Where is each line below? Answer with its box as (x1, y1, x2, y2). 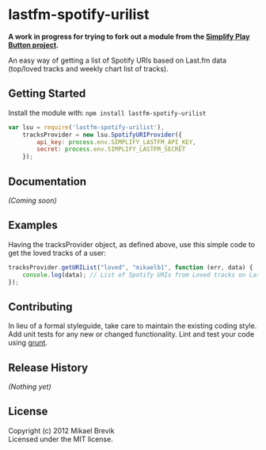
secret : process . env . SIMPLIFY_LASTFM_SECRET (36, 145, 186, 154)
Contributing (8, 299, 73, 314)
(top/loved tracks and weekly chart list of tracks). (8, 63, 169, 73)
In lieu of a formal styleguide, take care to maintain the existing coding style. (8, 321, 257, 330)
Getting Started (8, 87, 86, 101)
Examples (8, 219, 58, 232)
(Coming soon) (8, 196, 57, 205)
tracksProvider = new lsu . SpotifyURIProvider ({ (22, 131, 182, 139)
